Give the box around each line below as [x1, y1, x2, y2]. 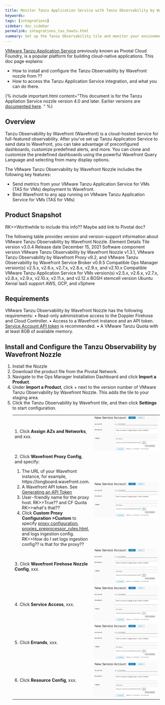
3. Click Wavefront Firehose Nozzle [14, 561, 88, 567]
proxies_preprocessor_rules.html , [22, 525, 89, 531]
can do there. [12, 83, 40, 89]
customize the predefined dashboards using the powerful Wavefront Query [5, 151, 157, 157]
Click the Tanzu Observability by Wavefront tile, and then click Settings [12, 400, 157, 406]
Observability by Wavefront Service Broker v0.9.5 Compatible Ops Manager [5, 259, 159, 265]
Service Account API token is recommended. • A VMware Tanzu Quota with [5, 323, 159, 329]
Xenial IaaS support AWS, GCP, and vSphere [5, 280, 95, 286]
